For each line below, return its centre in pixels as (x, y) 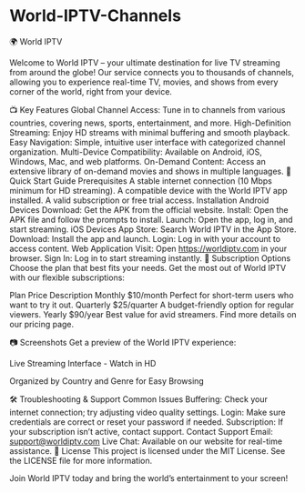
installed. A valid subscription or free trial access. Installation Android (139, 200)
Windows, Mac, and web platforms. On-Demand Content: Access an (137, 161)
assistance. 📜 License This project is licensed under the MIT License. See (147, 450)
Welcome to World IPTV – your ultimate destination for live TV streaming (145, 62)
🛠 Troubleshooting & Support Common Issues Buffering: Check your (139, 399)
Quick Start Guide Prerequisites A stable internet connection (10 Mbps (141, 181)
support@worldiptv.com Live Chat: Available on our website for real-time (146, 441)
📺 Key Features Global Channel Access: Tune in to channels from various (147, 109)
